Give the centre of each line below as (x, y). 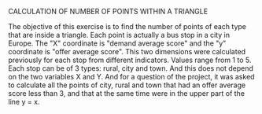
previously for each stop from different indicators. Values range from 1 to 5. (130, 60)
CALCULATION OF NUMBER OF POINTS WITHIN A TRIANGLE (108, 11)
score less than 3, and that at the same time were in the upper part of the (127, 93)
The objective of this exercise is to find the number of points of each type (127, 26)
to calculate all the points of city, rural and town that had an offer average (127, 85)
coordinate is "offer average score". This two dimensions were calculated (127, 51)
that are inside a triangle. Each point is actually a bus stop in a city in (119, 35)
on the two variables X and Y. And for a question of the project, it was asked (131, 77)
